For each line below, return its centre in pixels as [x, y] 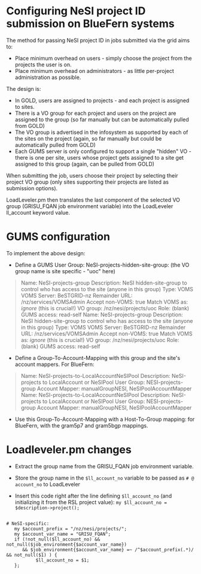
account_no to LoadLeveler [48, 484]
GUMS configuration [58, 237]
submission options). [32, 188]
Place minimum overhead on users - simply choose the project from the [103, 58]
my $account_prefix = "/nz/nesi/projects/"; [71, 529]
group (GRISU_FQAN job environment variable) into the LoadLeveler [90, 206]
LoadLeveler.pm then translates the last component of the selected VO [93, 200]
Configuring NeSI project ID [76, 11]
